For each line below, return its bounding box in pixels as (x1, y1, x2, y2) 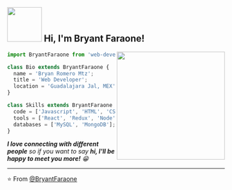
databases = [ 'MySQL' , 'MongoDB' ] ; (13, 121, 116, 128)
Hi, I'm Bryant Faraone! (43, 32, 145, 45)
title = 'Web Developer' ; (13, 77, 88, 84)
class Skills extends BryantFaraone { (7, 102, 119, 109)
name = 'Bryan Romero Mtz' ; (13, 70, 95, 77)
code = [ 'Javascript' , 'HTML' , (13, 108, 104, 115)
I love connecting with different (7, 140, 99, 149)
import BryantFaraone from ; (7, 51, 137, 58)
